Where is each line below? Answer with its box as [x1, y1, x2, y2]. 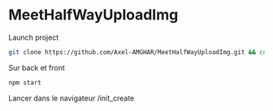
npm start [8, 79, 42, 87]
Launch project [8, 32, 59, 42]
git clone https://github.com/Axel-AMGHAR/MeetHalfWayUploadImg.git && [8, 48, 256, 56]
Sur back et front [8, 62, 65, 72]
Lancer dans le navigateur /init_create [8, 93, 135, 103]
